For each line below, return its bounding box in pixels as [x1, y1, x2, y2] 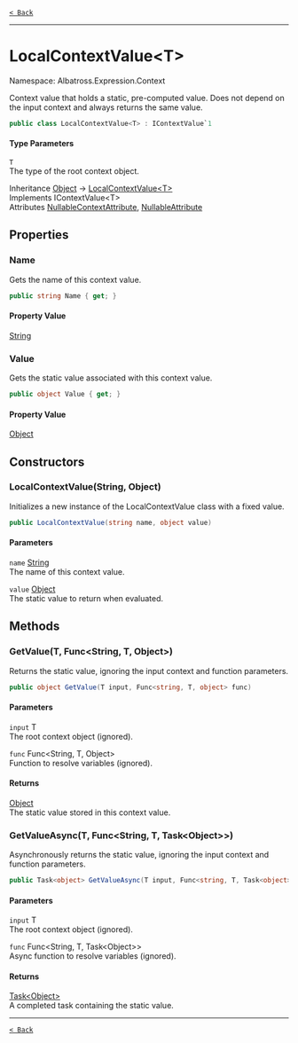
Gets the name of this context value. [9, 274, 142, 285]
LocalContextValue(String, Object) [9, 481, 161, 493]
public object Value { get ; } [9, 390, 122, 399]
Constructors [9, 454, 85, 469]
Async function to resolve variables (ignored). [9, 951, 176, 961]
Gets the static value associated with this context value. [9, 372, 213, 383]
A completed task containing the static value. [9, 1000, 175, 1011]
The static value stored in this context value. [9, 807, 171, 818]
